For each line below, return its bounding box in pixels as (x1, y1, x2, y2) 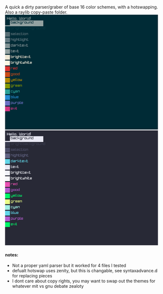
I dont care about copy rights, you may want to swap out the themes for (12, 278, 156, 284)
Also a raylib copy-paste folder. (5, 9, 68, 15)
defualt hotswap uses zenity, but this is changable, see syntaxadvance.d (12, 268, 158, 274)
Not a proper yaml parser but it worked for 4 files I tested (12, 262, 126, 269)
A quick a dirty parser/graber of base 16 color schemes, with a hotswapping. (5, 4, 158, 10)
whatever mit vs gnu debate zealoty (12, 283, 84, 289)
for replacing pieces (12, 273, 52, 279)
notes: (5, 252, 18, 258)
